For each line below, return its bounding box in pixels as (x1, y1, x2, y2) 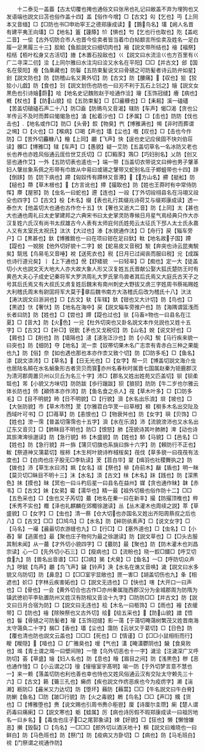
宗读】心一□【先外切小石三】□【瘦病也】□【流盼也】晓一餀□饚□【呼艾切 (6, 548, 196, 555)
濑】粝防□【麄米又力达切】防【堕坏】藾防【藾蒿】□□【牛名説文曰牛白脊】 (6, 685, 198, 693)
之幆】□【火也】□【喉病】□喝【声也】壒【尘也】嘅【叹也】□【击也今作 (6, 128, 192, 135)
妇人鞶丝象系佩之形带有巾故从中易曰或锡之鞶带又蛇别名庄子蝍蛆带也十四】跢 (6, 166, 199, 173)
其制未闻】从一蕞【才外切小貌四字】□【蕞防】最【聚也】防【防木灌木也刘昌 (6, 540, 198, 547)
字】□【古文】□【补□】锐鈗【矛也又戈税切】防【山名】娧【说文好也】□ (6, 326, 192, 333)
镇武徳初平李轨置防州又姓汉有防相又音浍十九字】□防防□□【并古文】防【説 (6, 594, 198, 601)
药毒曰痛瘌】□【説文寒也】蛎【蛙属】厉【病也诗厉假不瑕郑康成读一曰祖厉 (6, 709, 193, 715)
